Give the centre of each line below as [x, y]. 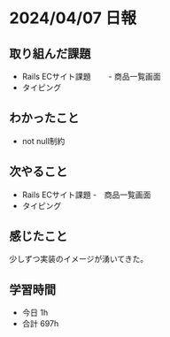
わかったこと [44, 118]
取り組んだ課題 [50, 54]
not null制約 [43, 141]
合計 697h [40, 324]
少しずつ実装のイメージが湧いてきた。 [79, 259]
